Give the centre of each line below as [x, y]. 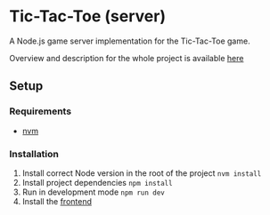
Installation [34, 154]
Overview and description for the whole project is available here [127, 58]
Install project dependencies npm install [97, 182]
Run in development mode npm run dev [93, 192]
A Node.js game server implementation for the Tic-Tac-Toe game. [130, 41]
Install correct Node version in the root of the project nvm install [142, 173]
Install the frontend [57, 201]
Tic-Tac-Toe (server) [88, 16]
